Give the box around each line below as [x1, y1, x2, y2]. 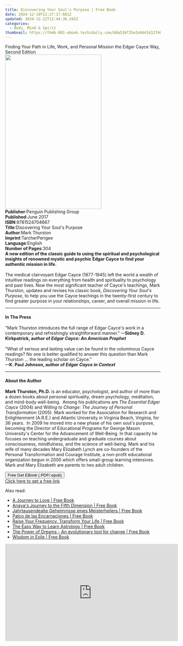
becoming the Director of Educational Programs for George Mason [5, 426, 141, 431]
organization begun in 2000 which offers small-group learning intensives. [5, 457, 154, 463]
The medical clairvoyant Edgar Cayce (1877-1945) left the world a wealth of [5, 272, 159, 277]
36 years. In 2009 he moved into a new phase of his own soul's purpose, [5, 420, 154, 426]
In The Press [5, 314, 32, 320]
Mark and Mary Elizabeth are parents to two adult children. [5, 462, 125, 468]
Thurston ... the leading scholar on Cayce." [5, 356, 92, 362]
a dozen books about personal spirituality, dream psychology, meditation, [5, 394, 154, 400]
